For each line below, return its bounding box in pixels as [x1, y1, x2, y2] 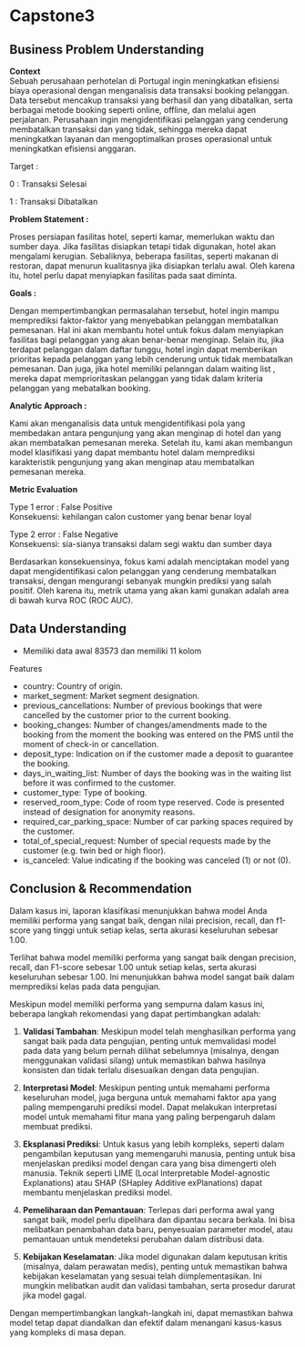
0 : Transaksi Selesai [9, 178, 87, 189]
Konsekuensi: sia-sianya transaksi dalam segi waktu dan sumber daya [9, 539, 272, 549]
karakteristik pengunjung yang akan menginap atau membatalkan [9, 457, 255, 467]
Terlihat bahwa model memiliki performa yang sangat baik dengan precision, [9, 952, 297, 963]
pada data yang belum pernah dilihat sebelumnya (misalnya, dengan [22, 1045, 280, 1056]
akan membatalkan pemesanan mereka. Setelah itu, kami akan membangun [9, 438, 293, 448]
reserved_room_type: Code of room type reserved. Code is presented [22, 796, 285, 807]
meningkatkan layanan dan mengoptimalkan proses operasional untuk [9, 134, 272, 144]
